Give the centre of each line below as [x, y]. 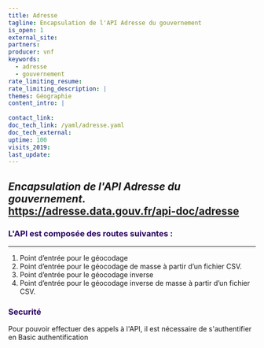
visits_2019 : [29, 147]
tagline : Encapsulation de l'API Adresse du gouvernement [105, 23]
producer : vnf [31, 52]
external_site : [33, 37]
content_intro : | [37, 103]
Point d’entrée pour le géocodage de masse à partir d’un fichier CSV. [130, 266]
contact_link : [31, 118]
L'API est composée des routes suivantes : [90, 233]
